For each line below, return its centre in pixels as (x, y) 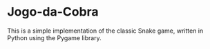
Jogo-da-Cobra (53, 12)
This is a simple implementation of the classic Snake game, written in (105, 31)
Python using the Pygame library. (54, 37)
